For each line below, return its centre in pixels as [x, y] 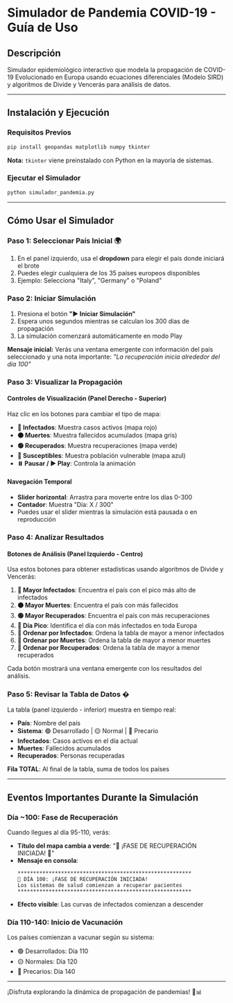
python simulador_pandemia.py [51, 192]
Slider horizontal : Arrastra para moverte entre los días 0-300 [105, 497]
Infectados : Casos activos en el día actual [77, 741]
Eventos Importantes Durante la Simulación [103, 797]
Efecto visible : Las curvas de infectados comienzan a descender [110, 905]
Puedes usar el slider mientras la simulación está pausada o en [107, 512]
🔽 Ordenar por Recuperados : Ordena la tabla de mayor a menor [109, 648]
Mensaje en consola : [48, 861]
